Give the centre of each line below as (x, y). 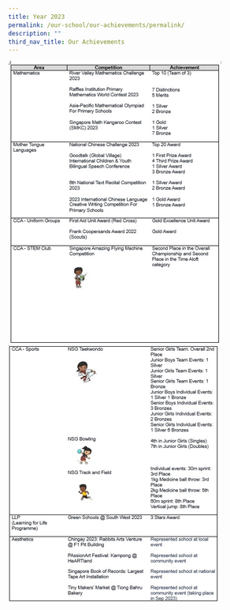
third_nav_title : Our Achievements (67, 42)
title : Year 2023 (37, 17)
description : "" (35, 33)
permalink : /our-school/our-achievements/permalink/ (96, 25)
